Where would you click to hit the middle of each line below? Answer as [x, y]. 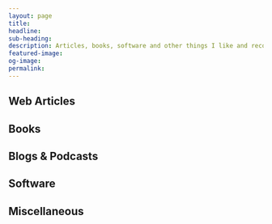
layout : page [30, 16]
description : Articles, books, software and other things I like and [128, 46]
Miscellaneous [46, 211]
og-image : [25, 61]
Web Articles [42, 101]
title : [19, 23]
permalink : [27, 69]
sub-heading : [30, 38]
